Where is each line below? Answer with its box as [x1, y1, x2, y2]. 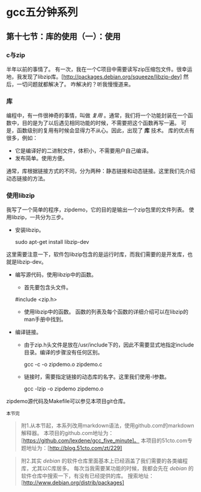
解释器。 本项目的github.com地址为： [20, 430, 114, 437]
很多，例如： [6, 135, 38, 142]
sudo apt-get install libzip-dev [14, 238, 89, 246]
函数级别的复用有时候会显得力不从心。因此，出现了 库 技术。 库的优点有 [16, 127, 195, 134]
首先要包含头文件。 [23, 284, 72, 291]
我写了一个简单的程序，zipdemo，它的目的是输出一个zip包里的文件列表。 [6, 206, 188, 213]
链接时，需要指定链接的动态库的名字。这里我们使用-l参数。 [23, 373, 170, 380]
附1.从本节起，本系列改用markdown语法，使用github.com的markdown [20, 422, 194, 430]
